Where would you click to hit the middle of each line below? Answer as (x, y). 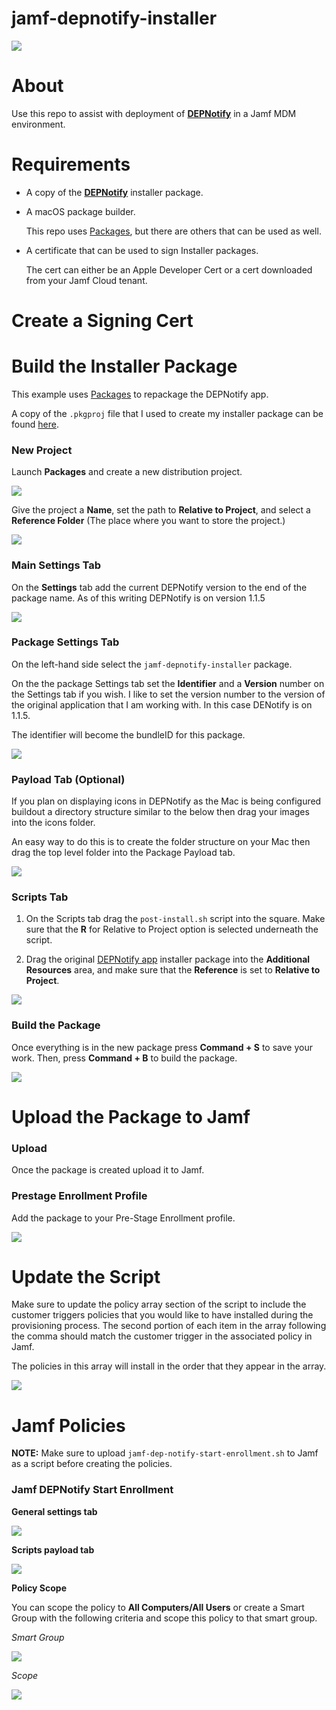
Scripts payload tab (53, 1549)
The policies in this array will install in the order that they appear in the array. (169, 1366)
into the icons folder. (53, 823)
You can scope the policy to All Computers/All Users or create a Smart (158, 1607)
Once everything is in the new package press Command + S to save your (162, 1047)
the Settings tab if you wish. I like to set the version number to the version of (168, 694)
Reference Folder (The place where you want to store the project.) (148, 521)
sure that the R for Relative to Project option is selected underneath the (172, 929)
